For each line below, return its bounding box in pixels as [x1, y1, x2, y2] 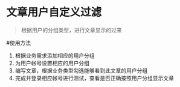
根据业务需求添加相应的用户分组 [14, 52, 95, 59]
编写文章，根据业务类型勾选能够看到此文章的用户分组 [14, 67, 148, 74]
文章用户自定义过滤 [6, 5, 102, 19]
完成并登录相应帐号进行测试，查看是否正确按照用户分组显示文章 [14, 74, 174, 82]
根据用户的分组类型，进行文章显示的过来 [21, 26, 122, 34]
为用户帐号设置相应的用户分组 [14, 59, 89, 67]
